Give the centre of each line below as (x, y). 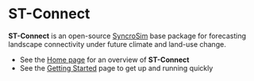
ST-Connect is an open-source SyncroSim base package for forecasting (127, 36)
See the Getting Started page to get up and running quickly (116, 67)
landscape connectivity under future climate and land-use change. (117, 44)
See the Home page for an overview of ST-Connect (104, 60)
